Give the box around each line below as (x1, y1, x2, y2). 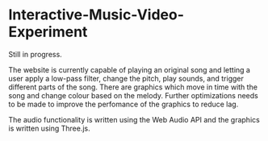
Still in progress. (8, 49, 62, 59)
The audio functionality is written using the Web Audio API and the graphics (8, 114, 260, 124)
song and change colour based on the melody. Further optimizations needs (8, 90, 258, 100)
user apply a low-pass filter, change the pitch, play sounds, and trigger (8, 73, 244, 83)
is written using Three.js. (8, 123, 90, 133)
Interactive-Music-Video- (8, 6, 184, 24)
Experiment (8, 23, 88, 41)
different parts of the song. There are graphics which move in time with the (8, 82, 258, 92)
